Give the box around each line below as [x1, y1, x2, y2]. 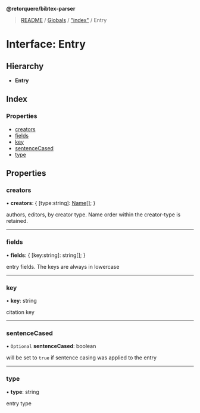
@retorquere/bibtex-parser [6, 5, 76, 12]
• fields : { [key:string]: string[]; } [6, 251, 86, 259]
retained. [6, 218, 29, 225]
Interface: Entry [6, 38, 86, 51]
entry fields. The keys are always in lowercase [6, 263, 120, 270]
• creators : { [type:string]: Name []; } [6, 200, 96, 207]
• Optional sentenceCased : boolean [6, 343, 96, 350]
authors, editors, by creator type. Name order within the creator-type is [6, 211, 181, 218]
